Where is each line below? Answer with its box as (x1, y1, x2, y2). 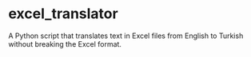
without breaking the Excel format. (8, 39, 122, 48)
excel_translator (8, 5, 118, 23)
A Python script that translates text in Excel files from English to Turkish (8, 31, 244, 40)
